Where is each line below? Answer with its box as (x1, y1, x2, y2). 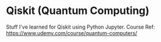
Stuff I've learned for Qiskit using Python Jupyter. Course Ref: (6, 23, 155, 30)
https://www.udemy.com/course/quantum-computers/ (6, 29, 138, 36)
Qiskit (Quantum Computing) (6, 4, 150, 17)
